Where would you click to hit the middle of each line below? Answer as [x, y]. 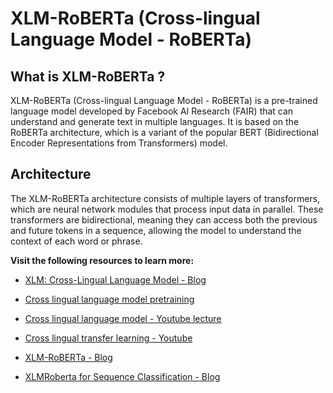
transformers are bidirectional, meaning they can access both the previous [164, 219]
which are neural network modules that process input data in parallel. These [167, 209]
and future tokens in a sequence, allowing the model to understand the [156, 230]
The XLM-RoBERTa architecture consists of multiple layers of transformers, [165, 198]
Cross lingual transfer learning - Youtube [108, 338]
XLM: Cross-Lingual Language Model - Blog [115, 279]
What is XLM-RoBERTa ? [88, 76]
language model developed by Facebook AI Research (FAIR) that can [152, 111]
